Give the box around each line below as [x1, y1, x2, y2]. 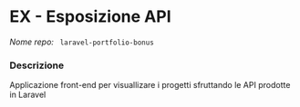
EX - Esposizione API [9, 6, 171, 27]
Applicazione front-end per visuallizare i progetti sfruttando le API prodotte [9, 80, 291, 91]
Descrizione [9, 59, 65, 72]
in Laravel [9, 89, 47, 101]
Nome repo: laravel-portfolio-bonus [9, 36, 155, 47]
